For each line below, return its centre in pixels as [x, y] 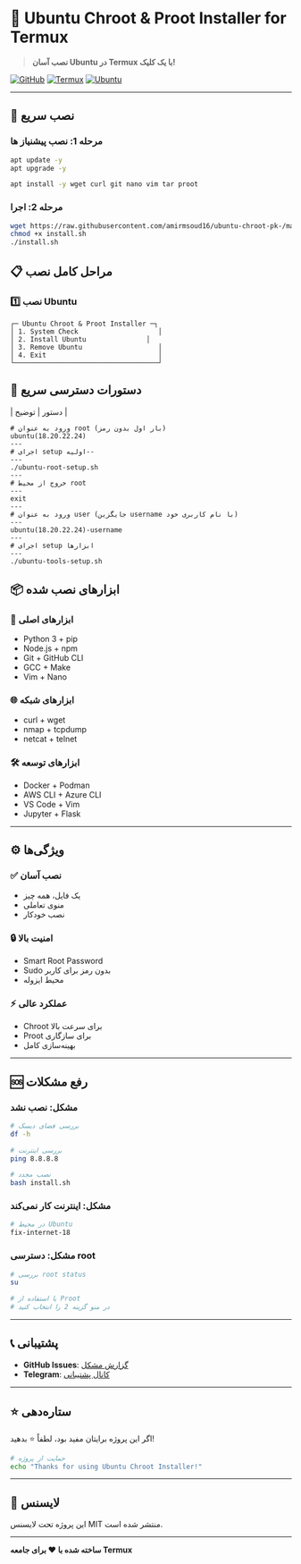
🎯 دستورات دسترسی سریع [76, 390]
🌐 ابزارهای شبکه [42, 700]
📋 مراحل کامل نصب [61, 271]
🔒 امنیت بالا [32, 938]
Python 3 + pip [50, 639]
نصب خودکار [44, 914]
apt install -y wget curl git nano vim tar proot [105, 184]
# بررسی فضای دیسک [45, 1126]
